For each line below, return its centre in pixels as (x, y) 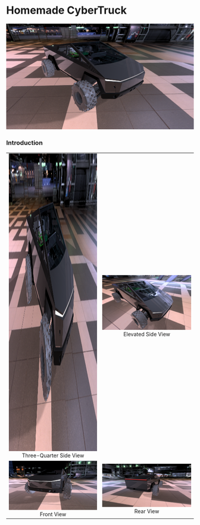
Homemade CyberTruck (66, 10)
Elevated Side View (147, 334)
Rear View (147, 511)
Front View (53, 514)
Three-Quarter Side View (53, 455)
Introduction (24, 143)
